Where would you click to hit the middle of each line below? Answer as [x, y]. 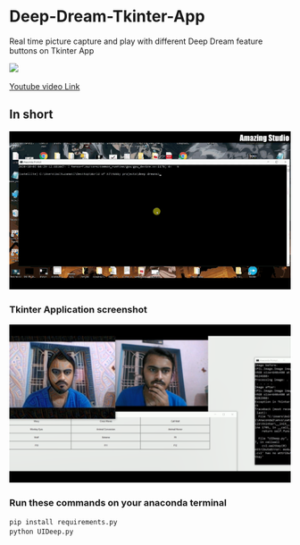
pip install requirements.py [63, 523]
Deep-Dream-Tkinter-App [107, 17]
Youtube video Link [45, 86]
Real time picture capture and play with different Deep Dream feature [136, 41]
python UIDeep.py [42, 532]
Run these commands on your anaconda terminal [118, 502]
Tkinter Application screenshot [78, 310]
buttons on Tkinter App [52, 50]
